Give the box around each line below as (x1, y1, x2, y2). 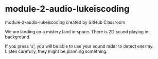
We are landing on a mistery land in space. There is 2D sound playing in (5, 29, 149, 34)
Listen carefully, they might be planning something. (5, 48, 108, 54)
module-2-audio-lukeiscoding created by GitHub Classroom (5, 19, 125, 25)
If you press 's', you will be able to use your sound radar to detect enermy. (5, 43, 154, 49)
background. (5, 34, 31, 40)
